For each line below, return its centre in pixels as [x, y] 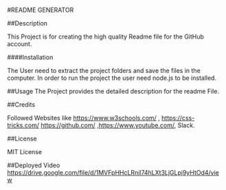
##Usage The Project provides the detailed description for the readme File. [113, 91]
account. [20, 44]
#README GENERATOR [41, 10]
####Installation [30, 57]
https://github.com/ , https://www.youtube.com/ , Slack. [118, 125]
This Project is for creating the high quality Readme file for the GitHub [106, 36]
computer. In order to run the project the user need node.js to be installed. [112, 78]
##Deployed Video [34, 165]
